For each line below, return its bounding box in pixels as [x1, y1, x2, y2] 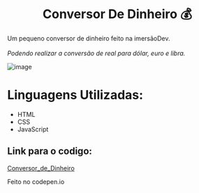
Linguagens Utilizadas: [7, 87, 144, 103]
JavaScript [17, 124, 49, 134]
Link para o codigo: [7, 145, 93, 157]
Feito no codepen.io [7, 177, 65, 186]
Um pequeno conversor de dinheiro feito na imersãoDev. [7, 34, 170, 43]
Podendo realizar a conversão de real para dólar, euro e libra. [7, 49, 186, 57]
